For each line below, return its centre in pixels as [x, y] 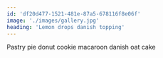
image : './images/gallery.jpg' [53, 21]
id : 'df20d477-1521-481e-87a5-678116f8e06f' [74, 14]
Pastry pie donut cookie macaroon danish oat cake [81, 47]
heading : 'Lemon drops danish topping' [66, 27]
